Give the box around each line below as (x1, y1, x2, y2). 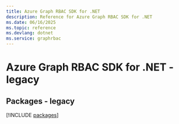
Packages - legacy (6, 96, 75, 106)
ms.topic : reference (6, 24, 57, 31)
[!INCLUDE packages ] (6, 112, 59, 118)
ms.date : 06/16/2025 (6, 19, 57, 25)
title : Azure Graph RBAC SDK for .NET (6, 8, 100, 15)
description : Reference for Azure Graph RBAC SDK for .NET (6, 14, 153, 20)
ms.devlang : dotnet (6, 30, 54, 36)
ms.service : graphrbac (6, 36, 61, 41)
